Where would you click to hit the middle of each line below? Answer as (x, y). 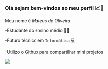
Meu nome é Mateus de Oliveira (38, 21)
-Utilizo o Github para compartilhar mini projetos (54, 52)
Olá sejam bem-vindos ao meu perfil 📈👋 (54, 8)
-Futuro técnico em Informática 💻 (40, 40)
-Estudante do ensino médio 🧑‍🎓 (37, 31)
